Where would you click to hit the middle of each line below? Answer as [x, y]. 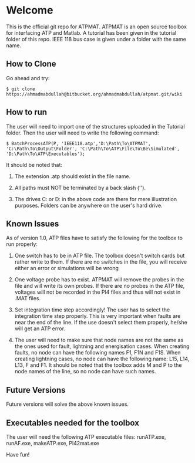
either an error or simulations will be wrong [67, 268]
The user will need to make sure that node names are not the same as [99, 340]
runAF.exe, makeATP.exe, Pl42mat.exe [53, 443]
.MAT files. [28, 298]
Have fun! [18, 454]
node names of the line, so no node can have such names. [85, 372]
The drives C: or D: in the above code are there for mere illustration [96, 199]
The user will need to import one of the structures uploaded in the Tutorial [95, 126]
